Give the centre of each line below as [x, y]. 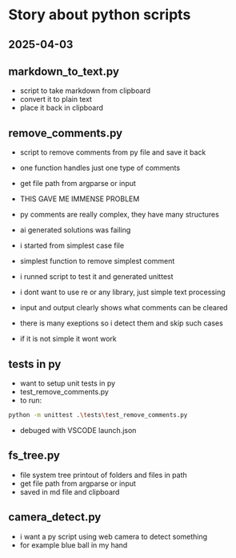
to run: [31, 400]
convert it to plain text [56, 99]
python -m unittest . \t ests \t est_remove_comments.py [98, 415]
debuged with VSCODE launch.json [78, 430]
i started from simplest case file [72, 245]
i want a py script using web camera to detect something [114, 536]
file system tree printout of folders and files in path [103, 475]
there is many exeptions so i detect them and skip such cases [122, 323]
